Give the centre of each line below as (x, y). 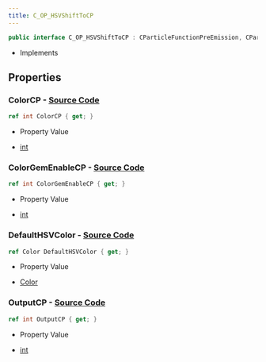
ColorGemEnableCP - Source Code (76, 168)
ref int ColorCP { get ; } (51, 117)
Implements (39, 52)
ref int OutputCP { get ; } (53, 319)
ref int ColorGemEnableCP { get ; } (67, 184)
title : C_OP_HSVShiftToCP (51, 15)
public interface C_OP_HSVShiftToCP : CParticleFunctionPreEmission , (125, 37)
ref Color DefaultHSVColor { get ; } (68, 252)
